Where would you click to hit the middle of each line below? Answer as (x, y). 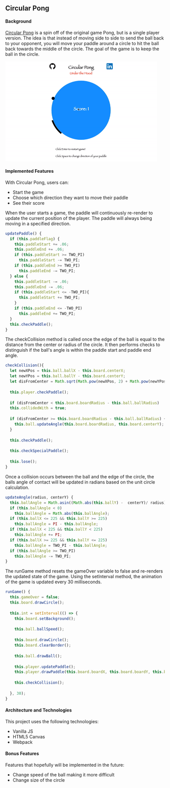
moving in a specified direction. (38, 223)
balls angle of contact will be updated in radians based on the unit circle (80, 482)
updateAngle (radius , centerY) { (39, 497)
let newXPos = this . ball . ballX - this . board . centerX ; (68, 371)
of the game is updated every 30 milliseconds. (54, 582)
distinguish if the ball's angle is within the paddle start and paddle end (78, 350)
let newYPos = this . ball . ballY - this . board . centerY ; (68, 376)
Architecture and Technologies (39, 710)
